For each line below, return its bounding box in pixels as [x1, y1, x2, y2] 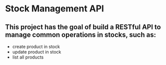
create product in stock [12, 44, 60, 50]
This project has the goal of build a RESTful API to [5, 23, 161, 31]
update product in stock [12, 49, 61, 55]
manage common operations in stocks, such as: [5, 30, 156, 39]
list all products [12, 54, 44, 60]
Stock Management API [5, 3, 104, 14]
